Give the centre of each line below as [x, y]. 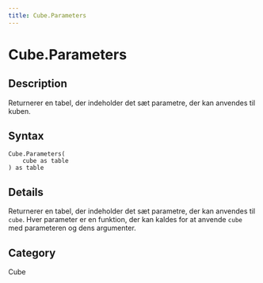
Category [32, 253]
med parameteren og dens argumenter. [72, 228]
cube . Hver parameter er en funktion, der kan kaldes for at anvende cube [126, 220]
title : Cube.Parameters [48, 15]
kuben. [20, 111]
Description [38, 84]
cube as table [46, 161]
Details [26, 192]
